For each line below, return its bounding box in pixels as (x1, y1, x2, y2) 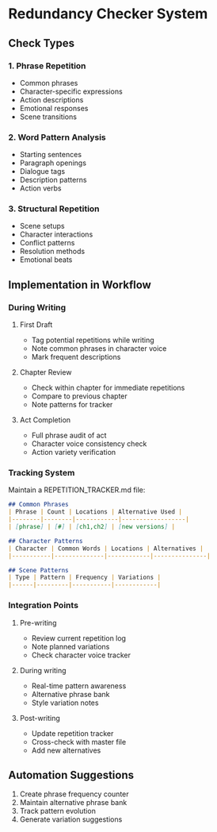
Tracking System (8, 468, 75, 479)
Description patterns (19, 175, 87, 185)
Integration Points (8, 600, 79, 611)
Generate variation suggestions (19, 815, 123, 824)
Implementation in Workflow (8, 278, 152, 291)
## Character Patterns (8, 537, 83, 545)
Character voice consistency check (31, 439, 147, 449)
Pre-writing (19, 618, 57, 627)
